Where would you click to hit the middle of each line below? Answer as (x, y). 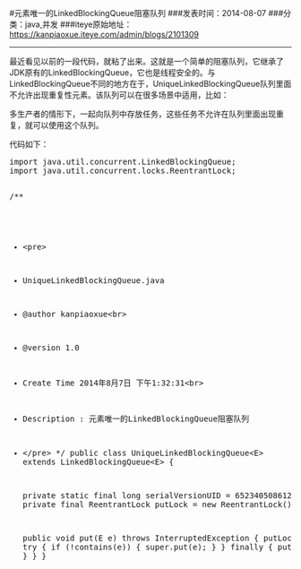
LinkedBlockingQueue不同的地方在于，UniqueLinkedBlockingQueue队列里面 (150, 84)
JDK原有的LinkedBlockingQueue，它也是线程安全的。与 (112, 73)
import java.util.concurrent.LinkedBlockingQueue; (123, 162)
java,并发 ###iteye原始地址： (78, 24)
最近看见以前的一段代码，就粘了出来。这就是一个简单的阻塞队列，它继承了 (146, 61)
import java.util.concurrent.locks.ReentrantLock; (123, 171)
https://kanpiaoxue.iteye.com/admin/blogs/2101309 (104, 34)
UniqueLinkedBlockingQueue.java (93, 280)
